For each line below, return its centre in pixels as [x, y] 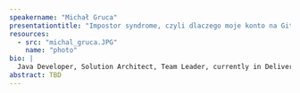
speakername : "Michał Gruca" [63, 17]
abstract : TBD [36, 75]
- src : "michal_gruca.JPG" [67, 42]
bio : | [21, 58]
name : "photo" [51, 50]
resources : [29, 34]
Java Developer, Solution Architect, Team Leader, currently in [139, 67]
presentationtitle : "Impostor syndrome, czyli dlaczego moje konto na [143, 26]
